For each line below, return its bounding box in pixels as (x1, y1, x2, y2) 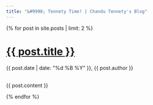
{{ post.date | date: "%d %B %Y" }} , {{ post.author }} (6, 64, 134, 71)
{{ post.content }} (6, 82, 48, 89)
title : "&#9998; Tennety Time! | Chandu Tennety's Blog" (6, 8, 148, 15)
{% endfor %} (6, 93, 40, 100)
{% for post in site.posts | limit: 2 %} (6, 24, 93, 32)
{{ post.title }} (6, 45, 75, 58)
